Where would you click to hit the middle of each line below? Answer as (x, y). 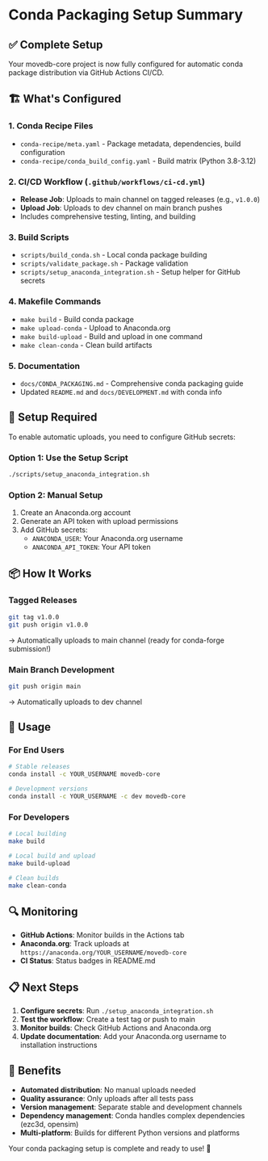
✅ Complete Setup (56, 45)
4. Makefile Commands (55, 302)
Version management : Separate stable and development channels (131, 1107)
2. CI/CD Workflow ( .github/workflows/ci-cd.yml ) (107, 182)
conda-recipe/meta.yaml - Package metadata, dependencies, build (130, 144)
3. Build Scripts (39, 237)
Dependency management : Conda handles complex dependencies (132, 1115)
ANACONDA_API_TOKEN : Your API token (91, 547)
